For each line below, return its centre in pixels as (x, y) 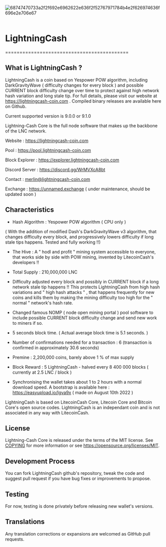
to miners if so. (28, 323)
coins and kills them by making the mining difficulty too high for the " (83, 297)
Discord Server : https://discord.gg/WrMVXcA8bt (55, 169)
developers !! (26, 262)
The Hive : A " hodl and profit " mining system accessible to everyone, (84, 252)
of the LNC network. (26, 131)
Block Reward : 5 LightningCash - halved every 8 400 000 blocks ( (80, 367)
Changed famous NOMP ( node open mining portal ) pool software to (83, 312)
